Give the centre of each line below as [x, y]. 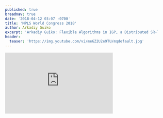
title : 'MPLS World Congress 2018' [41, 23]
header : [13, 37]
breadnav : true [20, 14]
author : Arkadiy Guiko [28, 28]
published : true [21, 10]
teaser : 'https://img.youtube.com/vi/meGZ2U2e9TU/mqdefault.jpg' [77, 41]
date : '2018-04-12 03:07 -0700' [38, 19]
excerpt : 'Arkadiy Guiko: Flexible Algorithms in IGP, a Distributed [77, 32]
